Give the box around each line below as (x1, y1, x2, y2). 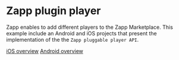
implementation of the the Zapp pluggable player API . (6, 36, 139, 43)
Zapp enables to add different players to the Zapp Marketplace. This (6, 24, 174, 31)
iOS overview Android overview (6, 47, 83, 54)
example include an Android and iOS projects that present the (6, 29, 157, 36)
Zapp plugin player (6, 4, 101, 18)
